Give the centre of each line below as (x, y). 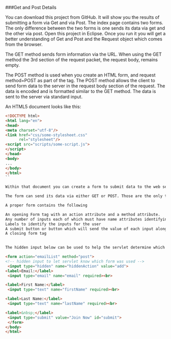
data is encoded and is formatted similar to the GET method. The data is (81, 91)
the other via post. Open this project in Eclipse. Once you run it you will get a (85, 33)
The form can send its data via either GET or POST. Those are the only (84, 196)
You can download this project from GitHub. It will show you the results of (82, 17)
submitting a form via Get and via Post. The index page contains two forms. (84, 23)
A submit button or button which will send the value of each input (79, 229)
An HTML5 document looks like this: (43, 106)
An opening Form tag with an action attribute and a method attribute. (83, 214)
